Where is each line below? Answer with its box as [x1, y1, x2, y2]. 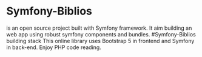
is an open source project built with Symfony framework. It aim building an [6, 24, 192, 32]
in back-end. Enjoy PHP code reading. [6, 44, 101, 51]
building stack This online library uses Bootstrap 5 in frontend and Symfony [6, 37, 195, 44]
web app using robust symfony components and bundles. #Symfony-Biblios [6, 30, 196, 38]
